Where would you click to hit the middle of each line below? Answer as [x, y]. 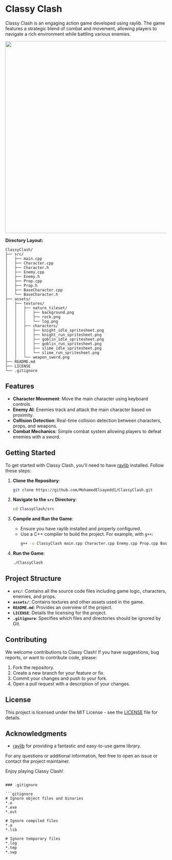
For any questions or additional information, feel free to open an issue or [81, 756]
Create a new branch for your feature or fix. [59, 673]
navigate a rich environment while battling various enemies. [68, 34]
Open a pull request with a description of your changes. [71, 683]
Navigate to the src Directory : [45, 500]
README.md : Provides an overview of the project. [62, 607]
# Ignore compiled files [32, 821]
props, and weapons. [35, 426]
